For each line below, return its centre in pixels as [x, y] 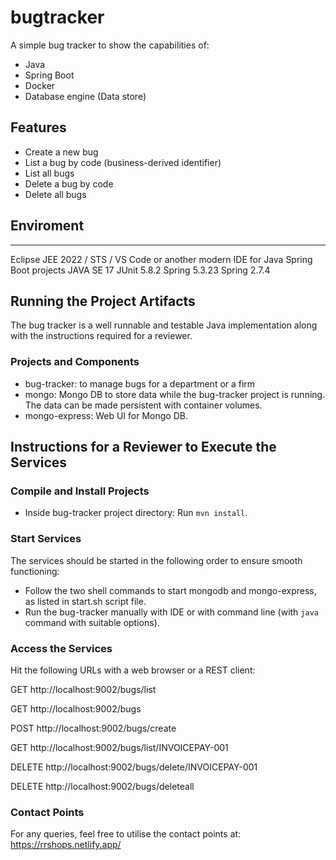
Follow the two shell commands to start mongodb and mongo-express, [170, 590]
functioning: [35, 571]
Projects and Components [75, 362]
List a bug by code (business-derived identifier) [123, 162]
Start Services [46, 539]
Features [38, 127]
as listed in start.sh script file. [85, 601]
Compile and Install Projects [80, 491]
